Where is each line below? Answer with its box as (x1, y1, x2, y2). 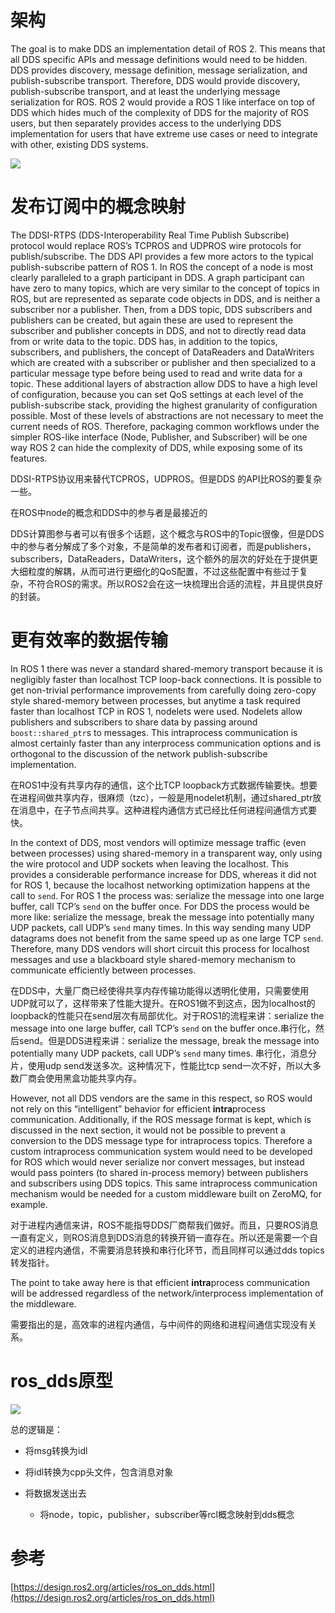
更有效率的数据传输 (10, 629, 169, 652)
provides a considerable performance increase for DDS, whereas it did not (10, 868, 317, 880)
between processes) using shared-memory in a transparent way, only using (10, 847, 323, 859)
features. (10, 452, 48, 464)
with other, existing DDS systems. (10, 138, 149, 150)
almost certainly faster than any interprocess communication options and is (10, 737, 322, 749)
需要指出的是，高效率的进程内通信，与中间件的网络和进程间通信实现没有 (10, 1318, 308, 1330)
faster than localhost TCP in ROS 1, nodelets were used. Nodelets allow (10, 705, 303, 717)
